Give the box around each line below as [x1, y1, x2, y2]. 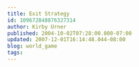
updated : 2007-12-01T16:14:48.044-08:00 [7, 36, 126, 43]
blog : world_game [7, 43, 58, 50]
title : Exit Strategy [7, 10, 70, 17]
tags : [7, 50, 23, 57]
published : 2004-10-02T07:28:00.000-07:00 [7, 29, 132, 37]
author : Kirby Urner [7, 23, 67, 30]
